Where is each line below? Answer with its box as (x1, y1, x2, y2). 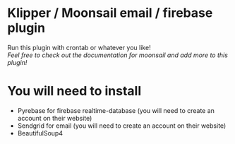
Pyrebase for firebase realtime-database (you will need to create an (17, 106, 215, 114)
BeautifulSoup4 (17, 128, 64, 137)
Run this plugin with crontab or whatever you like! (7, 43, 151, 52)
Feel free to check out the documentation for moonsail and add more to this (7, 51, 228, 59)
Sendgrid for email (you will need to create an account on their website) (17, 121, 227, 130)
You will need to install (7, 83, 142, 100)
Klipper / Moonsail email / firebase (7, 5, 213, 21)
